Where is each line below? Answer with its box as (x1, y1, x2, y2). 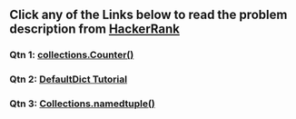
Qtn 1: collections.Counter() (9, 49, 134, 62)
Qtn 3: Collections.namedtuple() (9, 97, 156, 110)
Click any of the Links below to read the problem (9, 7, 288, 23)
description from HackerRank (9, 22, 180, 37)
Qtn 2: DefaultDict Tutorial (9, 73, 128, 85)
